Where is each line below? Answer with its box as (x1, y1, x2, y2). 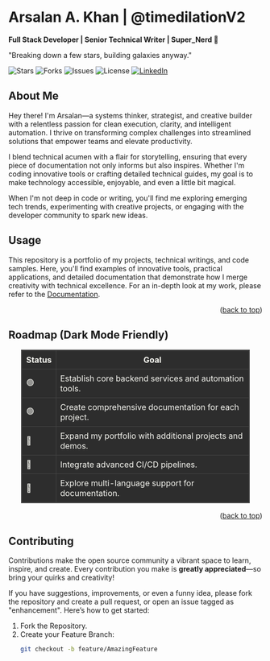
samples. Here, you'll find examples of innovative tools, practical (8, 263, 223, 273)
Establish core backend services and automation (60, 373, 244, 384)
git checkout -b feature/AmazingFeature (19, 645, 158, 654)
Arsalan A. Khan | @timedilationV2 (8, 8, 246, 27)
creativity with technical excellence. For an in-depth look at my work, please (8, 280, 262, 290)
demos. (60, 440, 89, 452)
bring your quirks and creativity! (8, 572, 115, 583)
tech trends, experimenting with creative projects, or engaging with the (8, 201, 244, 211)
